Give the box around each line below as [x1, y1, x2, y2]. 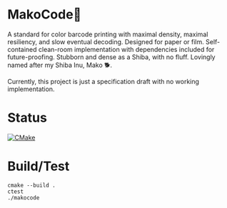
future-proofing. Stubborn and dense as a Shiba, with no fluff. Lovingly [7, 53, 216, 61]
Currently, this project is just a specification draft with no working [7, 77, 200, 85]
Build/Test [7, 158, 70, 175]
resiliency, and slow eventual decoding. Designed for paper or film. [7, 37, 205, 46]
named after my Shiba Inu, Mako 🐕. [7, 61, 113, 69]
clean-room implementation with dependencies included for [38, 45, 215, 53]
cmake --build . [7, 182, 56, 189]
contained [7, 45, 37, 53]
